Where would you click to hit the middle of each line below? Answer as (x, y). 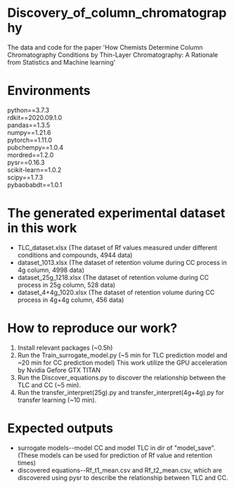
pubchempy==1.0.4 (35, 147)
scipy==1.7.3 (25, 177)
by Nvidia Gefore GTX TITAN (59, 370)
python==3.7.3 (28, 110)
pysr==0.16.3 (26, 162)
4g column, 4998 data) (51, 270)
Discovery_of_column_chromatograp (117, 13)
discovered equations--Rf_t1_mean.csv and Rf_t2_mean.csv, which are (120, 470)
